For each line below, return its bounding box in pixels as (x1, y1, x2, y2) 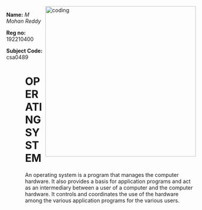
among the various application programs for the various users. (25, 197, 180, 204)
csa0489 (6, 54, 29, 61)
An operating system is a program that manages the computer (25, 171, 179, 178)
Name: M (6, 11, 30, 18)
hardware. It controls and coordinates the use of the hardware (25, 190, 179, 197)
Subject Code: (6, 48, 43, 54)
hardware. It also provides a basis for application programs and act (25, 178, 191, 185)
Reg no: (6, 29, 26, 36)
